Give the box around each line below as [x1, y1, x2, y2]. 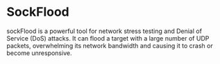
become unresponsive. [6, 49, 72, 57]
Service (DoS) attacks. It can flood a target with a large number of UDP [6, 34, 210, 42]
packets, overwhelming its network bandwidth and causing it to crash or [6, 41, 213, 50]
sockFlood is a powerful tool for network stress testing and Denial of [6, 27, 203, 35]
